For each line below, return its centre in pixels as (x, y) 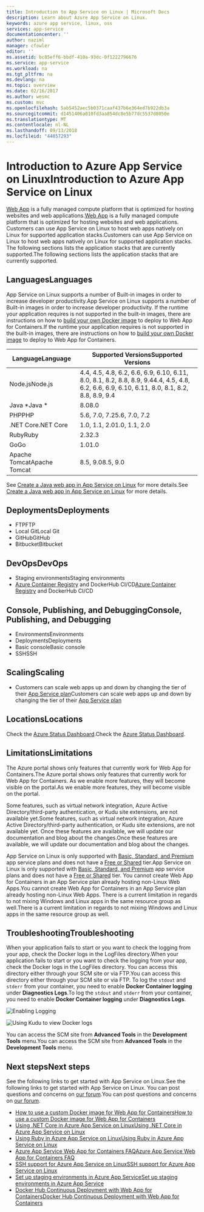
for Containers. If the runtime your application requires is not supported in (98, 326)
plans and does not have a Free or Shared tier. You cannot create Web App (100, 875)
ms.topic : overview (31, 86)
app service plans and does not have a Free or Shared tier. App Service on (99, 862)
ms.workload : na (27, 68)
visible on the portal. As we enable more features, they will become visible (98, 787)
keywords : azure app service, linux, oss (59, 23)
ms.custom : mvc (25, 102)
